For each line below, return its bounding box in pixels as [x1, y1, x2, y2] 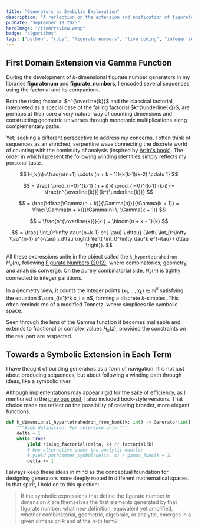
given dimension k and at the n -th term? [20, 518, 118, 525]
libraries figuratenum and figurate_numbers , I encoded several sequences [6, 80, 190, 87]
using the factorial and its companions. [6, 86, 101, 93]
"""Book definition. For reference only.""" [16, 425, 128, 431]
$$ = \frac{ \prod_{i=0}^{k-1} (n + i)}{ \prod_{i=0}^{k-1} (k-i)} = [23, 182, 175, 189]
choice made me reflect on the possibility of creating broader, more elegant [6, 402, 190, 409]
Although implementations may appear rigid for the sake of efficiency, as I [6, 389, 186, 396]
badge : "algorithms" [6, 31, 57, 37]
